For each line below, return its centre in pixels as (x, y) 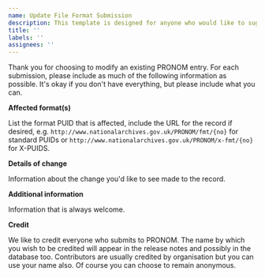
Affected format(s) (39, 108)
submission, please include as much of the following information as (118, 76)
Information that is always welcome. (67, 209)
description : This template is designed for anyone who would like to (127, 23)
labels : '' (26, 38)
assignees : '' (32, 45)
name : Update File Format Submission (70, 15)
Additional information (46, 194)
